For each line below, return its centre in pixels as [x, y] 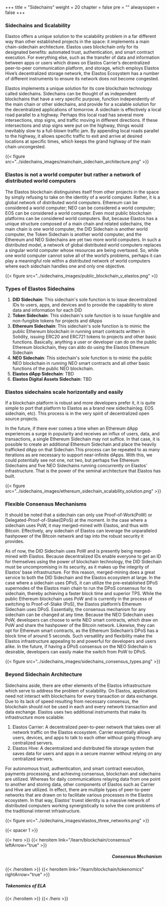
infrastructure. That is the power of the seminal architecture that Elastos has [83, 471]
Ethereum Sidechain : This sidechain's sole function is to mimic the [81, 326]
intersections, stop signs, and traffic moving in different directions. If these [82, 120]
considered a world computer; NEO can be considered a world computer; [80, 208]
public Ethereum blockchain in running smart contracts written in [79, 331]
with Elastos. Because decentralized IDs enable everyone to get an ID [90, 557]
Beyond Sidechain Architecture [44, 674]
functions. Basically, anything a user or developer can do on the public [84, 342]
